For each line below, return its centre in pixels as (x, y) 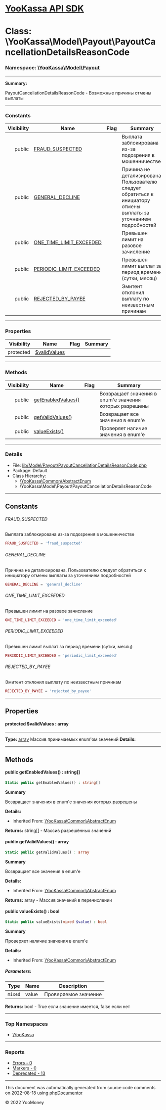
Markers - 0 (24, 1068)
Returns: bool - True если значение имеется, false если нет (67, 1006)
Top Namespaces (27, 1024)
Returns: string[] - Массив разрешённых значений (58, 830)
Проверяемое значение (73, 994)
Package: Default (30, 470)
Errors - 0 (22, 1063)
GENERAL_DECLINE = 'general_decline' (44, 584)
